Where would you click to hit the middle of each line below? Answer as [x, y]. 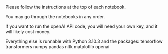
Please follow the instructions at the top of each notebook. [66, 7]
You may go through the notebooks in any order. [55, 17]
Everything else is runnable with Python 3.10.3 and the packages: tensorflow [84, 41]
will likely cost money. [28, 31]
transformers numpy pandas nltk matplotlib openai [57, 46]
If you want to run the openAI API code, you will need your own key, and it [81, 26]
